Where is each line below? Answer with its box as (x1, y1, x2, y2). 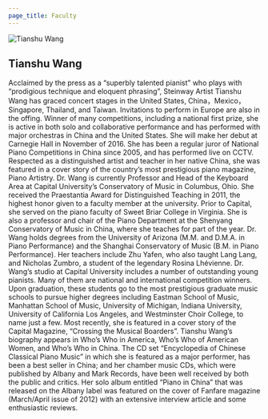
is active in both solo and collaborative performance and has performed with (8, 122, 261, 132)
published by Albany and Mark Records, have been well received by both (8, 369, 250, 379)
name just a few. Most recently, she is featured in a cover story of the (8, 318, 237, 328)
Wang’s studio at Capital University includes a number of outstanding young (8, 267, 258, 276)
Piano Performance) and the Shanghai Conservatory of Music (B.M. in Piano (8, 241, 259, 251)
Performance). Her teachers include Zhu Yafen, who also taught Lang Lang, (8, 250, 258, 260)
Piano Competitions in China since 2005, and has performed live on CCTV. (8, 147, 254, 157)
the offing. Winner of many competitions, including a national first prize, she (8, 114, 258, 123)
